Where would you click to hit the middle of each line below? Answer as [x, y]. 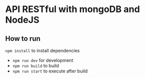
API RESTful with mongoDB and [73, 9]
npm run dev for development [43, 60]
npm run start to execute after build [50, 71]
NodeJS [22, 20]
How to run [23, 38]
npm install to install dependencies [42, 51]
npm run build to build [36, 66]
